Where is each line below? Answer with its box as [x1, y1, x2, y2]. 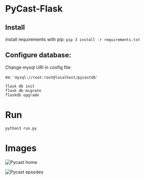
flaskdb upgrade [5, 93, 39, 98]
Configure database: [5, 51, 71, 59]
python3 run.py [5, 126, 37, 131]
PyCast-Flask [5, 3, 63, 15]
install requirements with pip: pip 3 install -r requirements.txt [5, 36, 140, 42]
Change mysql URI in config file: [5, 64, 72, 70]
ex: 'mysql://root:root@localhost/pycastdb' [5, 74, 98, 80]
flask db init [5, 83, 35, 88]
